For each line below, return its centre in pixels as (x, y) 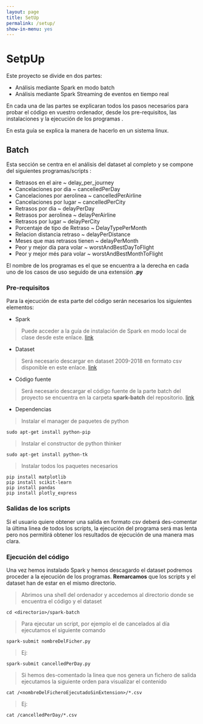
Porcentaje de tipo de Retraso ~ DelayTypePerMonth (81, 228)
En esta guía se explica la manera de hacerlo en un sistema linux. (88, 131)
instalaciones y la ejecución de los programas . (65, 119)
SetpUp (26, 59)
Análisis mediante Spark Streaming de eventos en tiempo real (92, 94)
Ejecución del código (38, 557)
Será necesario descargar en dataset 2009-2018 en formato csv (101, 361)
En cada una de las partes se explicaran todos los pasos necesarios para (98, 106)
